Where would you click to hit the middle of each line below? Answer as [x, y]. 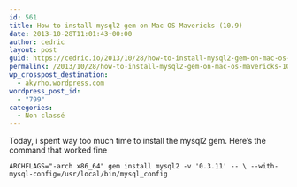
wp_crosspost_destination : [59, 75]
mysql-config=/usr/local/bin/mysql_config [88, 174]
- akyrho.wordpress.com [61, 83]
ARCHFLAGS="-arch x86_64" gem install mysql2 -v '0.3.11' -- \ [128, 167]
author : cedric [37, 42]
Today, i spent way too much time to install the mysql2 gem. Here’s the [138, 141]
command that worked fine [58, 150]
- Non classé [41, 116]
